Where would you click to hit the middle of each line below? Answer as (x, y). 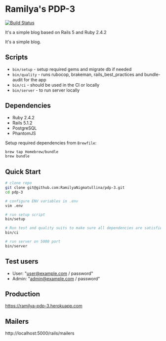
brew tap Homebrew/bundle (32, 152)
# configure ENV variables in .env (42, 201)
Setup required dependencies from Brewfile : (51, 143)
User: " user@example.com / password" (53, 273)
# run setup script (25, 215)
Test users (22, 261)
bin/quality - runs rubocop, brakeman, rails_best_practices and (78, 74)
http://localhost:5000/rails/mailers (40, 333)
